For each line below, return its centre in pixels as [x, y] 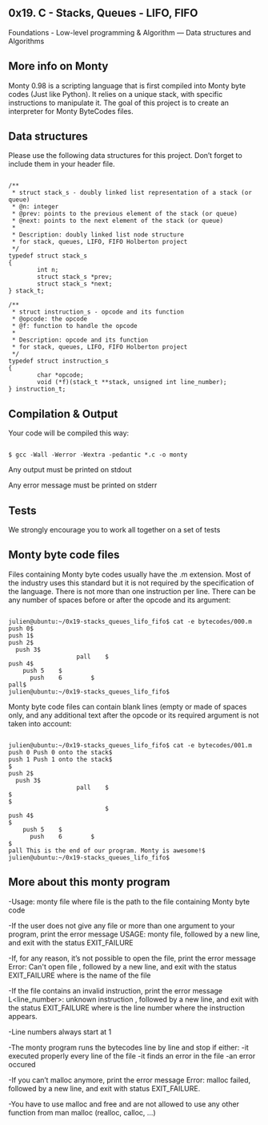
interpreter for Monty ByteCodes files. [71, 111]
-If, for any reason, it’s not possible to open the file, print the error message [132, 958]
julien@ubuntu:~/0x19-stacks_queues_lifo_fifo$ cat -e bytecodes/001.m [130, 745]
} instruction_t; [37, 389]
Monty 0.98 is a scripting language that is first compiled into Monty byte [127, 85]
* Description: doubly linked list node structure [98, 235]
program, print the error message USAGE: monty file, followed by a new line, [134, 934]
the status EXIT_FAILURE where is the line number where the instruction [127, 1008]
